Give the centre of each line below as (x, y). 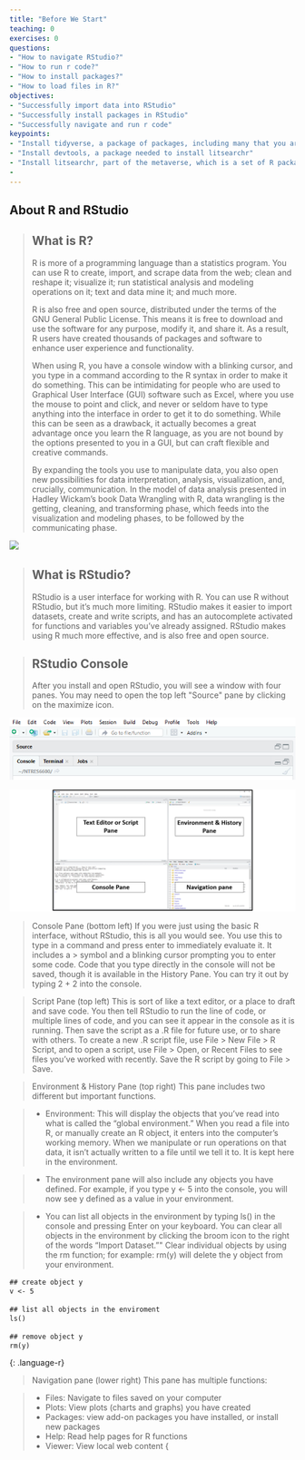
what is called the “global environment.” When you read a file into (167, 1123)
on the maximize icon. (73, 705)
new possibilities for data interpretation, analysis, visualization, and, (158, 479)
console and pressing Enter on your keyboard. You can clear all (163, 1226)
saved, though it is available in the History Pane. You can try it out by (160, 975)
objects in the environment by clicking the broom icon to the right (167, 1236)
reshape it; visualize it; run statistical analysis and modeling (143, 282)
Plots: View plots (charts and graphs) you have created (148, 1407)
